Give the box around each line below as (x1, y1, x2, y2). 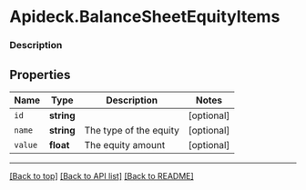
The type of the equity (84, 124, 179, 136)
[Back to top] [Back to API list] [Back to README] (9, 170, 194, 181)
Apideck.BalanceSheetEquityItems (9, 6, 280, 27)
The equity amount (84, 138, 166, 151)
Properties (9, 66, 71, 83)
